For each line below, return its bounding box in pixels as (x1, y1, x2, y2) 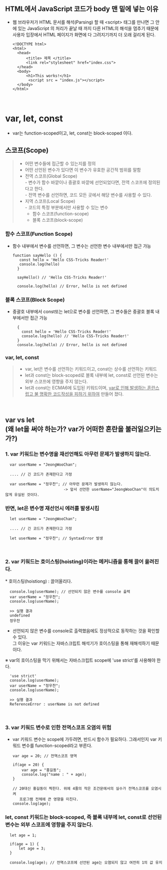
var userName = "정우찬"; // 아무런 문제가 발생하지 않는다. (9, 482, 123, 487)
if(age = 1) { (9, 842, 39, 847)
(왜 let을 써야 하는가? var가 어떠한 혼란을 (5, 424, 124, 433)
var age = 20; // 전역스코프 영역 (12, 754, 77, 759)
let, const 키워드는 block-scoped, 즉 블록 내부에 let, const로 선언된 (5, 813, 162, 820)
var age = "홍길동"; (21, 768, 61, 773)
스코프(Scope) (5, 146, 49, 155)
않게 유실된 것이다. (5, 492, 39, 498)
